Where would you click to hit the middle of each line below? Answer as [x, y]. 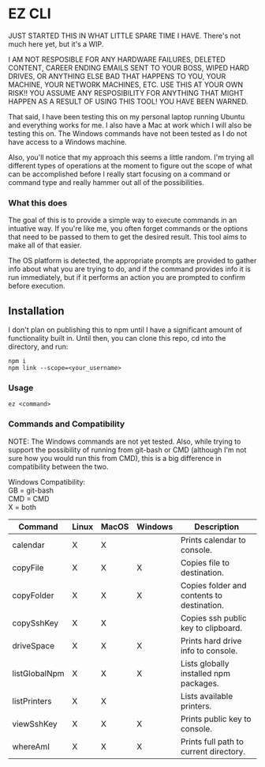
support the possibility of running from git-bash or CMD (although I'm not [127, 450]
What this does [38, 202]
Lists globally [205, 663]
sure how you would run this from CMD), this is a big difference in [115, 458]
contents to [202, 595]
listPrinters [32, 701]
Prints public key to [216, 719]
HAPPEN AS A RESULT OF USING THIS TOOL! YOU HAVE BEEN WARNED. [128, 101]
